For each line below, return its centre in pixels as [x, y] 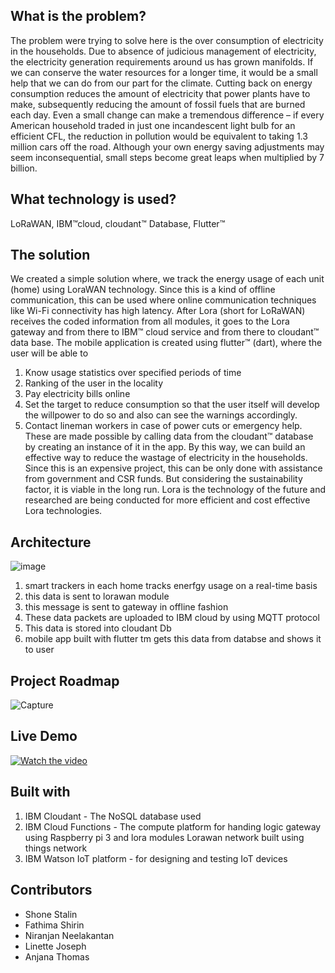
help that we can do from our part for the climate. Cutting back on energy [161, 83]
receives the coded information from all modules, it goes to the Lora [150, 321]
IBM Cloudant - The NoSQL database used [113, 816]
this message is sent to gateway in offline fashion [126, 607]
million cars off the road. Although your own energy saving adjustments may [167, 146]
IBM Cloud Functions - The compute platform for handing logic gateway [173, 826]
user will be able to [49, 353]
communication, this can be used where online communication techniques [163, 300]
